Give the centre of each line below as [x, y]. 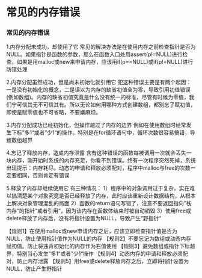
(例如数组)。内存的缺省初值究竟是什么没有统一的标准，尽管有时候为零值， [98, 97]
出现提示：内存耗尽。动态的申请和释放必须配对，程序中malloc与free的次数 [98, 168]
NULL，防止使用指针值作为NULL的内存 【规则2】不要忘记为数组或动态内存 [99, 239]
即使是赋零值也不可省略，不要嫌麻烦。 [54, 113]
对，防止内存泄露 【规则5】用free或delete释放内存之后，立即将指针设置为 [98, 261]
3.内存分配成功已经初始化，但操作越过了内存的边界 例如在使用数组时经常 [96, 125]
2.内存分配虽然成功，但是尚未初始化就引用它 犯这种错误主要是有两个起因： [99, 82]
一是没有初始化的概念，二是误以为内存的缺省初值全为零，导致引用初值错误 [98, 90]
